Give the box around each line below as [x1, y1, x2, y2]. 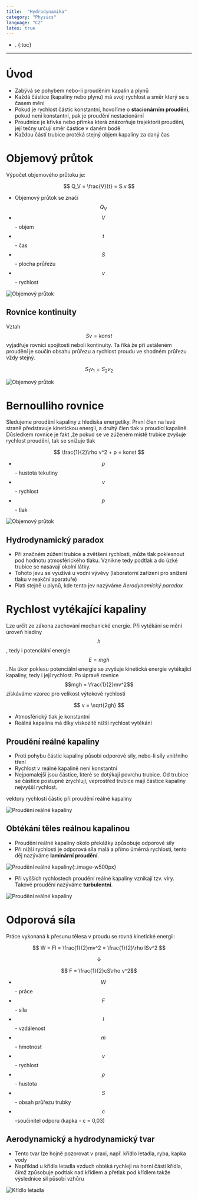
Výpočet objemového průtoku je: [6, 171, 85, 178]
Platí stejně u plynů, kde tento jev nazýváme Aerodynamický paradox [14, 582, 183, 589]
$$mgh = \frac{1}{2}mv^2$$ [64, 681, 134, 688]
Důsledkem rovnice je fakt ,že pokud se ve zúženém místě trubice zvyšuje [6, 431, 187, 438]
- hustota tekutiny [14, 469, 58, 476]
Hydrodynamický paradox [6, 535, 104, 545]
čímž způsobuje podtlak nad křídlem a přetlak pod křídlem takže [14, 1168, 171, 1176]
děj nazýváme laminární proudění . [14, 852, 99, 859]
